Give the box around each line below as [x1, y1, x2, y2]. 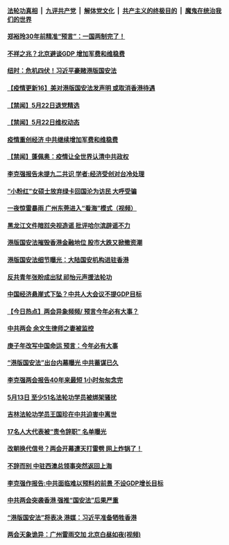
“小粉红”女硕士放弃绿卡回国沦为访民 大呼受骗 [7, 187, 137, 195]
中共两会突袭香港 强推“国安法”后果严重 [7, 496, 119, 505]
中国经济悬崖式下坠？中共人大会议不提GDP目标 [7, 290, 142, 299]
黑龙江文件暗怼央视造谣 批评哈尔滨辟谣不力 [7, 221, 130, 229]
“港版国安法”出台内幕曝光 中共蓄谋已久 [7, 358, 119, 367]
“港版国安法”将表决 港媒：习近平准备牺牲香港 [7, 513, 137, 521]
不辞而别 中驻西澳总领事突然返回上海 [7, 462, 112, 470]
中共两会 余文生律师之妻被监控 [7, 324, 94, 333]
